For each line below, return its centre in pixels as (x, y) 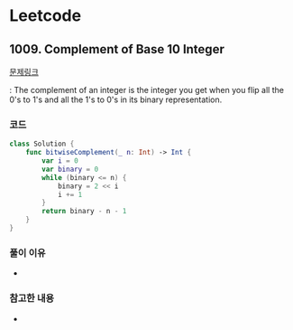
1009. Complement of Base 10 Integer (117, 49)
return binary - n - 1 (84, 212)
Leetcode (46, 16)
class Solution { (42, 144)
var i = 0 (60, 161)
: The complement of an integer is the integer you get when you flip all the (146, 90)
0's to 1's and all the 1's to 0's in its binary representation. (116, 99)
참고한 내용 (32, 298)
